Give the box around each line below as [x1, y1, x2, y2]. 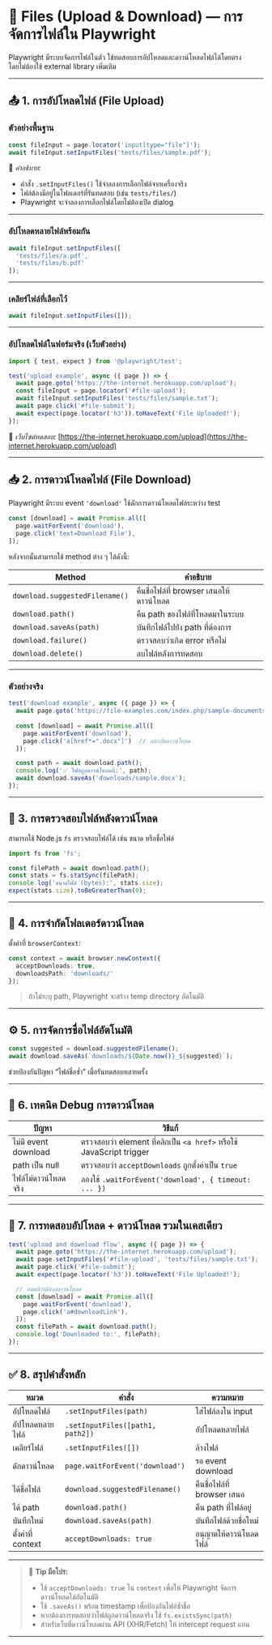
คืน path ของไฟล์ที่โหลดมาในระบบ [136, 608, 244, 619]
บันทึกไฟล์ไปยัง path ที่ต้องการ [136, 622, 232, 633]
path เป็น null [12, 1159, 59, 1170]
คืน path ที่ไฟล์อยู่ [195, 1502, 252, 1513]
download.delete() [12, 648, 83, 658]
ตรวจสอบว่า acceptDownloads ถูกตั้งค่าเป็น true [80, 1159, 237, 1170]
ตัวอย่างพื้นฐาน [8, 122, 54, 134]
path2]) [64, 1429, 95, 1438]
